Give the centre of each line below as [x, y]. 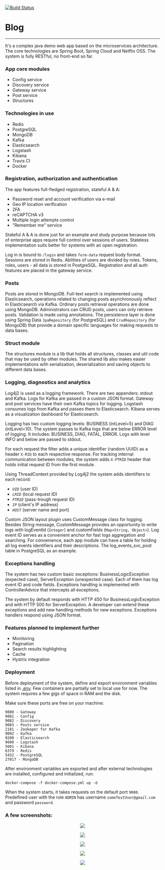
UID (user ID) [25, 489]
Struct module [23, 343]
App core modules [27, 69]
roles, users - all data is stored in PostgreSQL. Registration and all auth [77, 265]
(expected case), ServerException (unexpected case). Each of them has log [82, 580]
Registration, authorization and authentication [61, 179]
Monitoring [23, 639]
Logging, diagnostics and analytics [48, 383]
